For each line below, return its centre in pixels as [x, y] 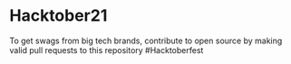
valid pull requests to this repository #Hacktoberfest [107, 50]
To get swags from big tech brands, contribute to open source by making [146, 41]
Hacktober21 [58, 16]
